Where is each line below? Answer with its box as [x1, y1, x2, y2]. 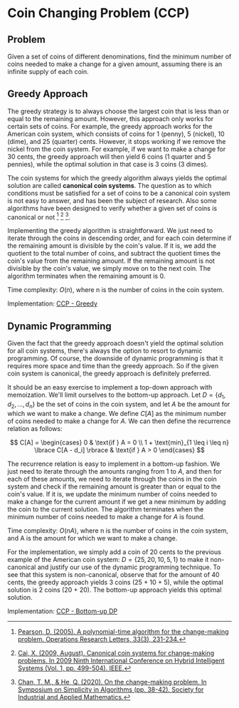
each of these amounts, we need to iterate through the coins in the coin [7, 474, 217, 483]
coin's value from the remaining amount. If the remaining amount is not [7, 256, 216, 265]
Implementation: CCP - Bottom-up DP [7, 607, 118, 615]
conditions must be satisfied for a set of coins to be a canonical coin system [7, 189, 231, 197]
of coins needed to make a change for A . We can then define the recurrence [7, 417, 231, 425]
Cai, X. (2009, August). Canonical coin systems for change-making [17, 648, 215, 657]
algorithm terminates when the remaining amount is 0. [7, 272, 166, 281]
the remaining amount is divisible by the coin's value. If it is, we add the [7, 241, 217, 250]
